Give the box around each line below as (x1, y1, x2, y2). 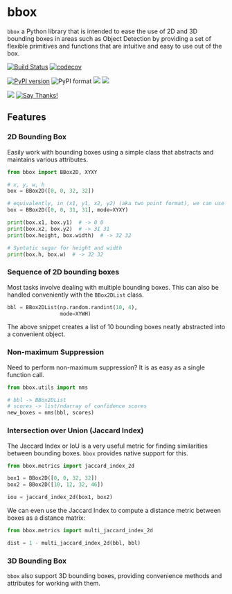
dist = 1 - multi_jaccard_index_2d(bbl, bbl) (7, 539, 141, 546)
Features (7, 112, 46, 123)
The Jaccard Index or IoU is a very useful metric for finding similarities (7, 442, 208, 450)
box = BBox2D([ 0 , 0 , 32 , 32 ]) (7, 188, 95, 195)
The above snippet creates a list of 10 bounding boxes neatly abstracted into (7, 323, 226, 331)
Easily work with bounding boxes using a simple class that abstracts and (7, 148, 214, 156)
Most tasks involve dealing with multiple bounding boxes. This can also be (7, 283, 220, 291)
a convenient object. (7, 330, 66, 338)
